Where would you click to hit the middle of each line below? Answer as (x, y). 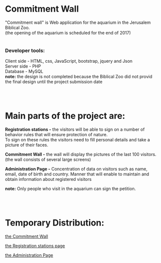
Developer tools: (25, 51)
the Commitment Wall (27, 236)
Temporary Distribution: (55, 223)
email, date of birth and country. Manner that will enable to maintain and (77, 174)
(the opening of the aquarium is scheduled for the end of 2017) (68, 33)
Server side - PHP (23, 66)
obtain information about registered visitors (48, 179)
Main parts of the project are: (65, 116)
